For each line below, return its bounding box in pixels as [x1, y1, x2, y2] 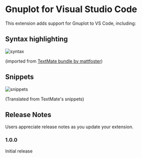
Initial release [5, 148, 33, 154]
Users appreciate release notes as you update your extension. [5, 124, 134, 130]
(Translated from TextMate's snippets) [5, 96, 84, 102]
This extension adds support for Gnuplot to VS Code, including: [5, 20, 136, 26]
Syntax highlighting [5, 35, 68, 43]
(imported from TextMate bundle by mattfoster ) [5, 58, 103, 64]
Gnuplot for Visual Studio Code [5, 4, 137, 15]
